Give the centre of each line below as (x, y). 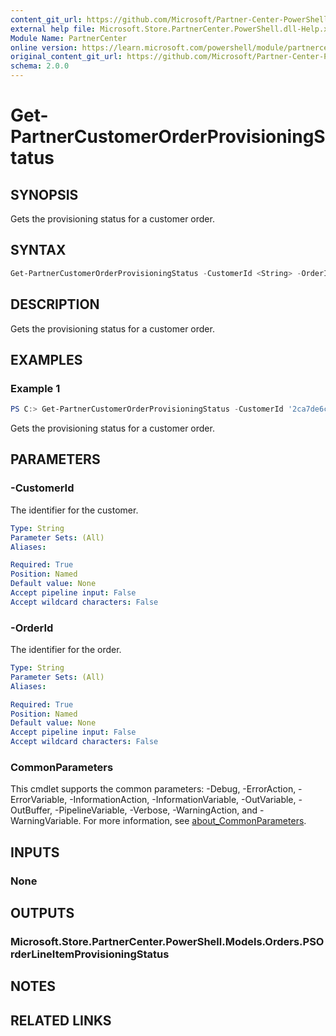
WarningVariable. (46, 821)
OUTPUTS (42, 913)
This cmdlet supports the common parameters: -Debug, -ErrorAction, (153, 789)
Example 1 (35, 388)
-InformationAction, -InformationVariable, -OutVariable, (183, 800)
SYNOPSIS (44, 194)
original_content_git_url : (66, 57)
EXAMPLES (46, 359)
